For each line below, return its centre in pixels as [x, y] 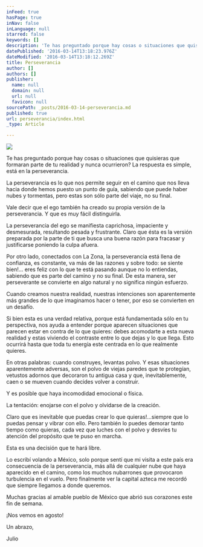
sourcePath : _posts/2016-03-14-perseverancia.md [69, 107]
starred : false [25, 34]
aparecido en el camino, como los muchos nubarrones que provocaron [95, 473]
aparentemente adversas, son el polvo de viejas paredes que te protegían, [99, 369]
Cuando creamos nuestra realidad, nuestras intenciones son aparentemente [101, 294]
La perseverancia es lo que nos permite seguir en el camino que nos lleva [98, 183]
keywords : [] [23, 40]
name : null [25, 85]
